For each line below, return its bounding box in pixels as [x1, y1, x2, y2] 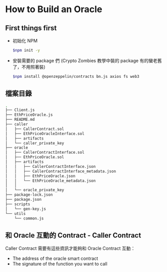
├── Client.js [5, 108, 35, 113]
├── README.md [5, 117, 35, 122]
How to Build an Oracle [5, 4, 102, 15]
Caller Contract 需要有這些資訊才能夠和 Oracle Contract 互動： [5, 245, 135, 251]
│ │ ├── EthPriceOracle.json [5, 173, 76, 178]
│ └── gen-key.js [5, 206, 46, 211]
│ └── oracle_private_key [5, 188, 65, 193]
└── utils [5, 211, 26, 216]
